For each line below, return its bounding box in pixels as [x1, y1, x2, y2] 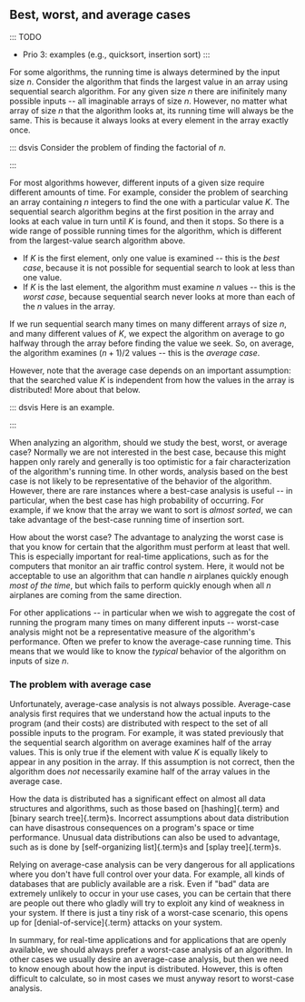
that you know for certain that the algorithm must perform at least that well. [9, 541, 290, 552]
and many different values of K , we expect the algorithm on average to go [9, 328, 285, 339]
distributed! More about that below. [9, 384, 141, 395]
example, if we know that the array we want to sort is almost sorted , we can [9, 504, 293, 516]
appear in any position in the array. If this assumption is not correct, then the [9, 757, 295, 768]
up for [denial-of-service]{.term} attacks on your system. [9, 917, 223, 928]
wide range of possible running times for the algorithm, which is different [9, 225, 282, 236]
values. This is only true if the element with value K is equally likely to [9, 747, 269, 758]
